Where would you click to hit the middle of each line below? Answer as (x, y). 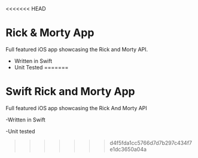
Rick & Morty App (50, 33)
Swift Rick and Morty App (70, 92)
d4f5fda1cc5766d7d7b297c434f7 (151, 142)
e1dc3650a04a (128, 149)
